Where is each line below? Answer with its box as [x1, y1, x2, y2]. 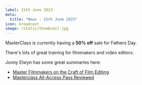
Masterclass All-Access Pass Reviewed [12, 74, 94, 80]
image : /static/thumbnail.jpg [5, 26, 69, 31]
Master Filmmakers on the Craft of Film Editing [12, 69, 109, 75]
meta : [5, 12, 17, 17]
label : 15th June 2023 [5, 7, 53, 13]
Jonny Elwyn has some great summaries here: [5, 59, 101, 65]
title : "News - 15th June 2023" [10, 17, 78, 22]
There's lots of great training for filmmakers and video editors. [5, 50, 134, 56]
